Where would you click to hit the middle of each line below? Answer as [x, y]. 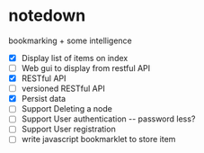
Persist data [44, 99]
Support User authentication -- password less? [108, 119]
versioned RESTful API [63, 89]
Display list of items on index [75, 58]
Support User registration [68, 129]
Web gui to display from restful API [86, 68]
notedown [47, 16]
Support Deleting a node [67, 109]
